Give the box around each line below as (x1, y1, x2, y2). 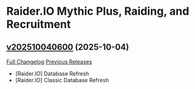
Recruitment (6, 17, 71, 31)
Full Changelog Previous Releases (6, 58, 93, 65)
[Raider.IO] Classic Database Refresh (15, 77, 109, 83)
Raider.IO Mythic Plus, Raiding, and (6, 4, 189, 18)
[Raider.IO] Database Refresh (15, 70, 90, 77)
